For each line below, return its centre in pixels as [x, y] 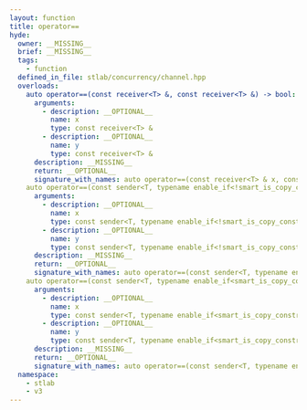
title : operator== [44, 26]
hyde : [20, 35]
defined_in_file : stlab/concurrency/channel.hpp [112, 78]
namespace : [38, 374]
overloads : [38, 86]
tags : [28, 60]
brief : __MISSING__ [55, 52]
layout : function [42, 18]
